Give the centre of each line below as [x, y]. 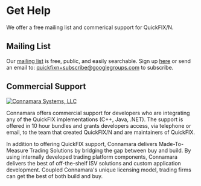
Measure [17, 150]
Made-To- [171, 144]
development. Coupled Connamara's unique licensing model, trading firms [99, 170]
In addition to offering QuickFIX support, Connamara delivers [82, 144]
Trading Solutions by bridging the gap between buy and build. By [110, 150]
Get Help [29, 11]
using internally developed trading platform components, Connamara [92, 157]
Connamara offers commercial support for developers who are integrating [98, 113]
